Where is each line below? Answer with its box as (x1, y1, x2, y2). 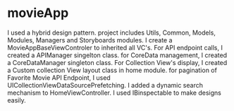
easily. (7, 95, 26, 104)
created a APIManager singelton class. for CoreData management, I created (7, 51, 228, 59)
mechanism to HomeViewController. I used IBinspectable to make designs (7, 88, 222, 97)
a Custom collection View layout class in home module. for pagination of (7, 66, 217, 74)
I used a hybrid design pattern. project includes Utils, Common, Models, (7, 28, 216, 37)
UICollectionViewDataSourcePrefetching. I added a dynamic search (7, 81, 203, 89)
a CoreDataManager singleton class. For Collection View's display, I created (7, 58, 228, 66)
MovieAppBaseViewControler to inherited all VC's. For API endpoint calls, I (7, 43, 223, 52)
